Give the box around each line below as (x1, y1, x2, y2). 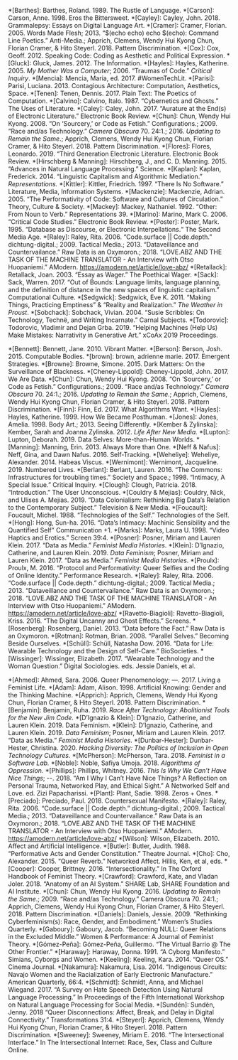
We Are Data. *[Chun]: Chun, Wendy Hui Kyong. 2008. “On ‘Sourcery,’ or (8, 375, 222, 383)
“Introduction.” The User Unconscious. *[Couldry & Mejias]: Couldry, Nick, (8, 488, 226, 496)
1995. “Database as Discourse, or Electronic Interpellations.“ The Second (8, 225, 221, 233)
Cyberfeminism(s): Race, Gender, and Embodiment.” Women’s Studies (8, 917, 212, 926)
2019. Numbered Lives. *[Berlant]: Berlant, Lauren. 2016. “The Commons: (8, 466, 222, 473)
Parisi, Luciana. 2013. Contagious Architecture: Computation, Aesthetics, (8, 82, 220, 90)
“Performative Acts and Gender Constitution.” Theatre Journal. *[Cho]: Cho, (8, 850, 230, 857)
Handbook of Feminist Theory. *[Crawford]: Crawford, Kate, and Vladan (8, 872, 218, 880)
